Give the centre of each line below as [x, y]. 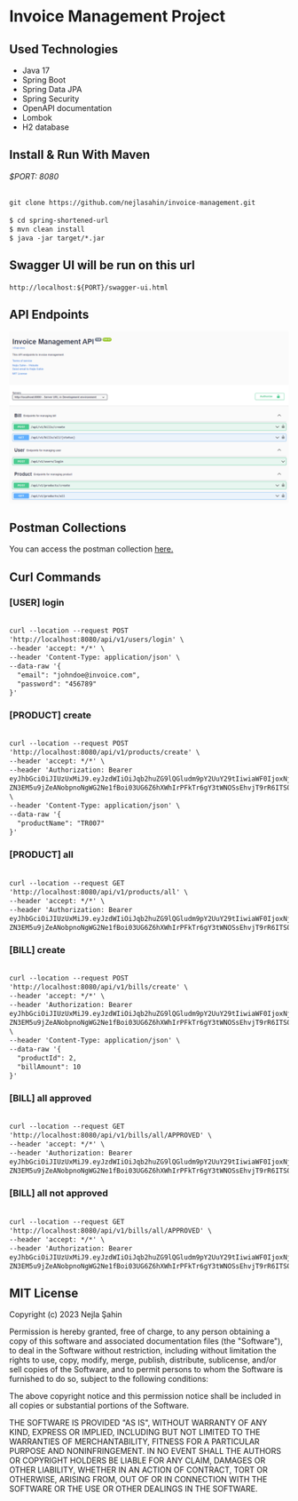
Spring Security [51, 99]
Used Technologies [63, 49]
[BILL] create [37, 949]
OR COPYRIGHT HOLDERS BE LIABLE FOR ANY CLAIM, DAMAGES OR [137, 1461]
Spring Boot [44, 80]
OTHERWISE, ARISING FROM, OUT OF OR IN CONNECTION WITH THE [138, 1480]
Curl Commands [55, 577]
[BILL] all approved [51, 1098]
